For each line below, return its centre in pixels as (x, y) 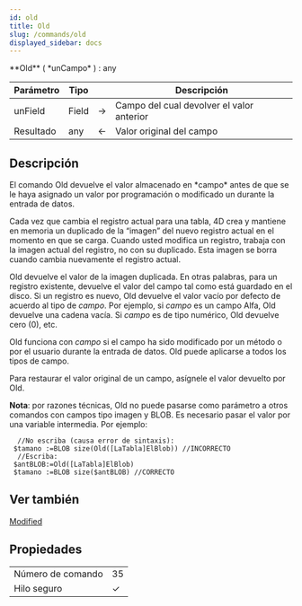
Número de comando (58, 574)
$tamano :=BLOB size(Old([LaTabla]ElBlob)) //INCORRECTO (122, 449)
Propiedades (46, 550)
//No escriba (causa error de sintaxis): (96, 441)
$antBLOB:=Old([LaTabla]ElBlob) (74, 465)
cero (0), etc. (34, 325)
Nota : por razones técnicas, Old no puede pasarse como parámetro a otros (149, 406)
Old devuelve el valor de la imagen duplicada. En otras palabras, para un (143, 277)
